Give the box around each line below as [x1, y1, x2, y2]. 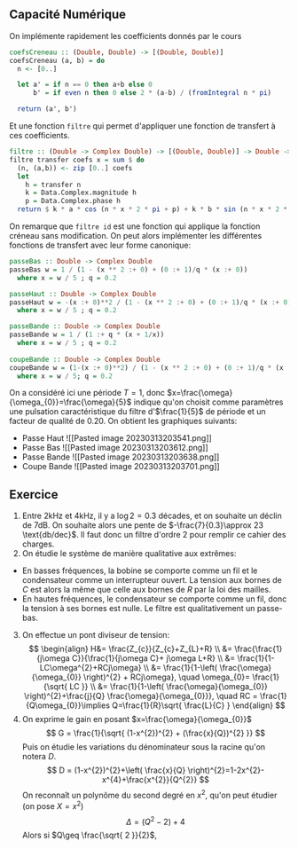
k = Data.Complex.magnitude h [25, 188, 137, 198]
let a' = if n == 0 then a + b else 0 [17, 80, 153, 90]
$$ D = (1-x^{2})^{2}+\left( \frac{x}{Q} [46, 765, 186, 775]
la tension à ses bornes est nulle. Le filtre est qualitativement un [21, 603, 255, 614]
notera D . [21, 751, 57, 762]
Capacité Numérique [9, 7, 127, 22]
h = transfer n [25, 180, 82, 189]
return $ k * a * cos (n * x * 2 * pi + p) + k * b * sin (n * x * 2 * [17, 205, 288, 214]
